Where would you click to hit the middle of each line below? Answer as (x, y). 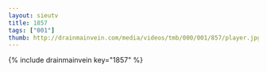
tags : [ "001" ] (32, 30)
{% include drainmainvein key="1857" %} (76, 60)
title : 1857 (28, 23)
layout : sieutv (33, 15)
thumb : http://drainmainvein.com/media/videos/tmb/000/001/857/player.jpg (135, 38)
